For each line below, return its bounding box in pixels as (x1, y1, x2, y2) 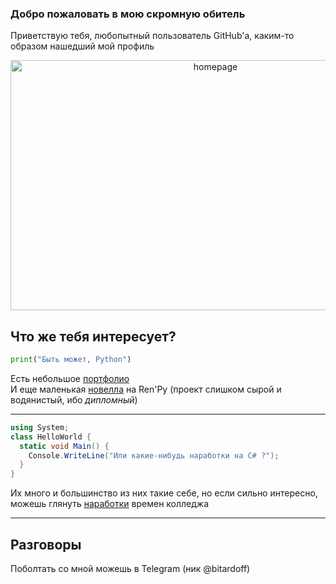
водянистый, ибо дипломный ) (10, 393, 138, 406)
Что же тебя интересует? (10, 328, 177, 345)
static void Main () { (19, 441, 110, 451)
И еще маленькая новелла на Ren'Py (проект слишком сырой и (10, 383, 282, 395)
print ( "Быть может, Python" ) (10, 355, 132, 365)
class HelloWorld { (10, 432, 92, 442)
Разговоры (10, 536, 82, 553)
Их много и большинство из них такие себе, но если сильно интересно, (10, 487, 318, 499)
